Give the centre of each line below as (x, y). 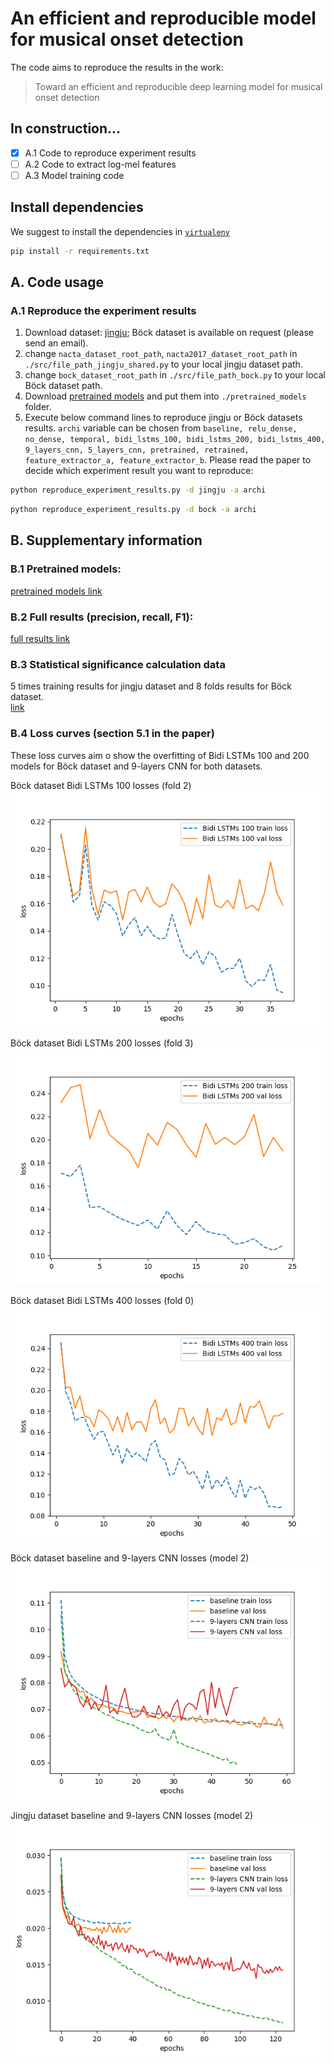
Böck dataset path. (63, 386)
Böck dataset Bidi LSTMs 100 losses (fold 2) (101, 785)
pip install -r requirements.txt (80, 251)
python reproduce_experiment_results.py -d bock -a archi (133, 510)
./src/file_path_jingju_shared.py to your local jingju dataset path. (163, 364)
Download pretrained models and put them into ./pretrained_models (165, 396)
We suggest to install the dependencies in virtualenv (120, 231)
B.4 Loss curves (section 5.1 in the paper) (112, 734)
